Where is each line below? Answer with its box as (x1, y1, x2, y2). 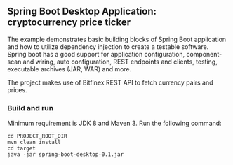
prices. (7, 85, 27, 94)
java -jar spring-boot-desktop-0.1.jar (7, 151, 124, 158)
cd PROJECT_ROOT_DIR (7, 133, 68, 140)
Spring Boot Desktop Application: (7, 6, 157, 17)
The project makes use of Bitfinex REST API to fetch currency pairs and (7, 78, 213, 87)
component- (185, 50, 222, 58)
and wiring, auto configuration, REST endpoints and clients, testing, (22, 57, 218, 66)
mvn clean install (7, 139, 61, 146)
